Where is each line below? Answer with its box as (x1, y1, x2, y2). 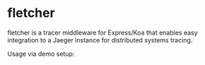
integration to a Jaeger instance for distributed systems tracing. (7, 35, 193, 44)
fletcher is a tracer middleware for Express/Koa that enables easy (7, 28, 198, 37)
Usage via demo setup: (7, 49, 75, 58)
